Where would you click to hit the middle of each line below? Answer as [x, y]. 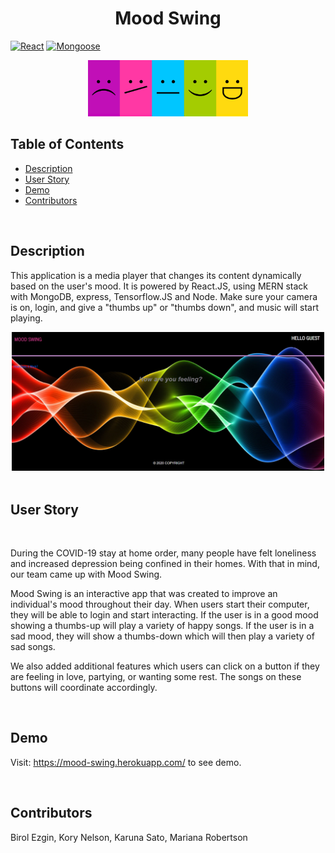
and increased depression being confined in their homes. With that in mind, [165, 564]
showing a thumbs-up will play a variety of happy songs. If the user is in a [162, 626]
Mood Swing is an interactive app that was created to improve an [144, 594]
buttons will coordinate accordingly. [84, 688]
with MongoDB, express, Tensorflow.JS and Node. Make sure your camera [164, 296]
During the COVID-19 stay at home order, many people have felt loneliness [163, 553]
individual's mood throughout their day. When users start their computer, [160, 604]
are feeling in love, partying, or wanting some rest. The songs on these [156, 677]
